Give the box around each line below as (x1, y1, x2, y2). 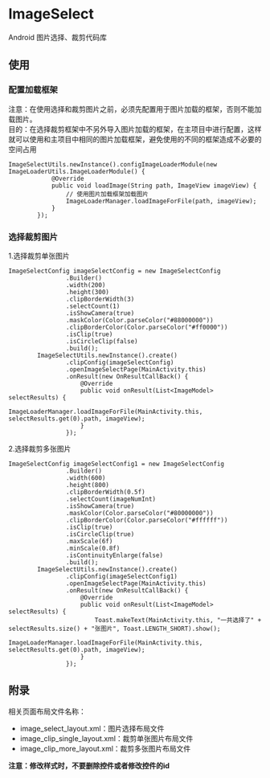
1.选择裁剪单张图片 (8, 251, 70, 260)
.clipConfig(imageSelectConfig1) (65, 572, 178, 580)
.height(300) (65, 288, 110, 296)
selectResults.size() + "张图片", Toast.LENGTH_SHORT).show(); (8, 624, 221, 633)
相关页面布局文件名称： (8, 706, 86, 716)
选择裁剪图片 (8, 231, 59, 242)
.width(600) (65, 473, 106, 482)
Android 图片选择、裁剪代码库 (8, 32, 107, 42)
